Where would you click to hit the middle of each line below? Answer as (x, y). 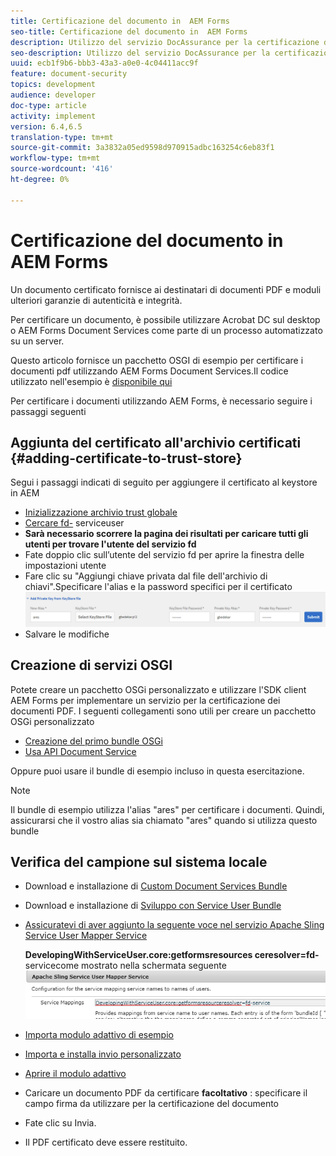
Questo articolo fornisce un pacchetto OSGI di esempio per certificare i (157, 360)
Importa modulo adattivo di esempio (99, 1034)
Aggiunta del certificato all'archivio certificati (156, 442)
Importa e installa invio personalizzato (103, 1054)
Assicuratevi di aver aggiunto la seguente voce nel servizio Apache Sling (174, 925)
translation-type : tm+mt (62, 137)
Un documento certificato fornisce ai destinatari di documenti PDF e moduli (166, 289)
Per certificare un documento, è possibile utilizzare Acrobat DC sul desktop (165, 319)
